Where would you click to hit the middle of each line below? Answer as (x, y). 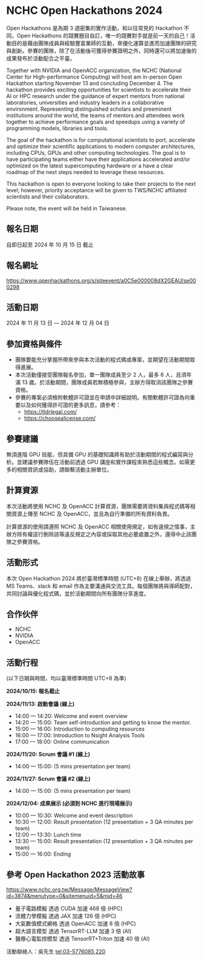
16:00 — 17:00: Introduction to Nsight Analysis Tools (80, 735)
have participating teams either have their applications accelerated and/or (98, 159)
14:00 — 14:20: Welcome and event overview (71, 716)
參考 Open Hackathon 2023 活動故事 (76, 875)
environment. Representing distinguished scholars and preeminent (89, 109)
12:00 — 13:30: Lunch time (48, 835)
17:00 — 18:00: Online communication (62, 742)
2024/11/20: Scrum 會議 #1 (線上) (48, 754)
